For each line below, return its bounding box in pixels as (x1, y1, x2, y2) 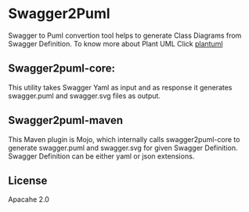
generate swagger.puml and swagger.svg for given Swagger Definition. (8, 143, 238, 152)
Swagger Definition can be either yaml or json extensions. (8, 151, 195, 161)
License (8, 174, 48, 187)
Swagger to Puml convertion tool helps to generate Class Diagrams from (8, 31, 242, 40)
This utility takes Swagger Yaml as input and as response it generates (8, 82, 233, 92)
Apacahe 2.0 (8, 195, 49, 204)
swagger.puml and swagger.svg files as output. (8, 91, 161, 101)
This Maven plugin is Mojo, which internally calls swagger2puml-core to (8, 134, 240, 144)
